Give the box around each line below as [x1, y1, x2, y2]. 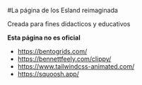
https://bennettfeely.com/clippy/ [17, 55, 112, 63]
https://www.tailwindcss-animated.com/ [17, 62, 135, 70]
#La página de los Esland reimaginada [7, 6, 119, 14]
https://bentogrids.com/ [17, 47, 88, 55]
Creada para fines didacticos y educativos [7, 20, 131, 28]
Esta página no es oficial [7, 33, 81, 42]
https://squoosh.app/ [17, 70, 80, 78]
